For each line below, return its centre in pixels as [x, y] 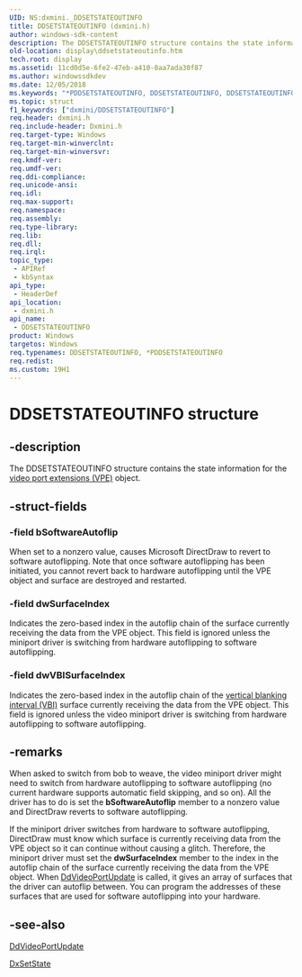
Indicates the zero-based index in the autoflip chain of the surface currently [150, 623]
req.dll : [26, 244]
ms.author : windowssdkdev [58, 77]
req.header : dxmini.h [50, 118]
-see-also [37, 924]
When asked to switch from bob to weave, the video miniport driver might [146, 773]
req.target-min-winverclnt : [62, 143]
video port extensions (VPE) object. [75, 478]
